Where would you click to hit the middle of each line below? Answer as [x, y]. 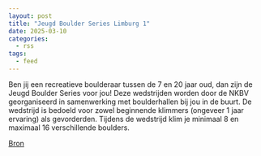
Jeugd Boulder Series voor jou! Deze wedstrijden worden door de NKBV [129, 93]
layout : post [30, 16]
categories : [28, 39]
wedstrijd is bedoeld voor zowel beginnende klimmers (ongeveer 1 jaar [126, 110]
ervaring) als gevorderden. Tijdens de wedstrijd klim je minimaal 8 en [124, 119]
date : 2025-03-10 [38, 31]
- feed [27, 62]
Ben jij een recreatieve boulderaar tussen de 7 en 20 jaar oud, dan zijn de [130, 84]
